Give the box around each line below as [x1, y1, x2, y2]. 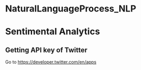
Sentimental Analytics [5, 26, 100, 37]
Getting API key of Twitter [5, 45, 88, 54]
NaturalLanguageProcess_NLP [5, 3, 136, 14]
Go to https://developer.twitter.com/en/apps [5, 59, 97, 65]
